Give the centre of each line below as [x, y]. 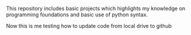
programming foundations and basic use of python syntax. [77, 15]
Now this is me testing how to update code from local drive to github [89, 26]
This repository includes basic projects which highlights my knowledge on [96, 8]
